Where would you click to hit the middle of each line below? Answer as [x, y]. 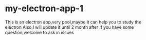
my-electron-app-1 [44, 9]
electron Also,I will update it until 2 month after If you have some [70, 27]
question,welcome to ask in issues [39, 32]
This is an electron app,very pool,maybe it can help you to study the [73, 22]
